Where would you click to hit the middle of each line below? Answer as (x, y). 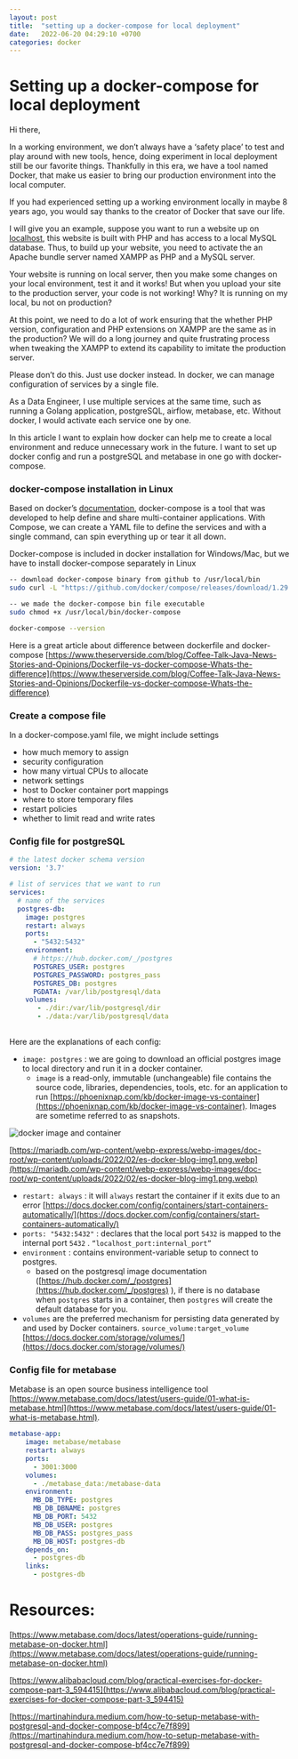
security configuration (63, 762)
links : (37, 1566)
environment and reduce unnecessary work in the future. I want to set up (143, 447)
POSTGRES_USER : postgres (79, 967)
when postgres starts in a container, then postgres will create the (154, 1299)
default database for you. (82, 1309)
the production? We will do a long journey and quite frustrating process (140, 339)
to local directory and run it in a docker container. (112, 1068)
